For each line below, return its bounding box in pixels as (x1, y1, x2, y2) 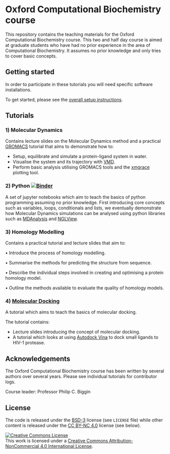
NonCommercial (5, 443, 40, 449)
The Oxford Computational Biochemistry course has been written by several (5, 368, 164, 374)
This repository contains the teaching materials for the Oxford (5, 31, 134, 37)
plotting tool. (12, 170, 40, 176)
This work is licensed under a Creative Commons (5, 437, 108, 444)
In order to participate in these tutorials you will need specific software (5, 81, 153, 87)
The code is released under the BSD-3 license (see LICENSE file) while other (5, 417, 163, 423)
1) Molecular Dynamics (5, 126, 63, 133)
